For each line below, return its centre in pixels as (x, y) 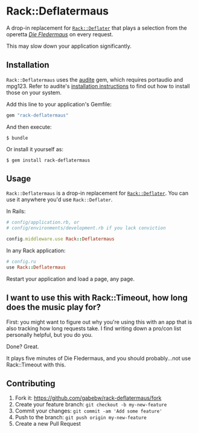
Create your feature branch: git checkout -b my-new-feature (91, 405)
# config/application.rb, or (43, 223)
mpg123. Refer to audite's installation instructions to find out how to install (98, 86)
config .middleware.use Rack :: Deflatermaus (60, 239)
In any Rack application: (36, 251)
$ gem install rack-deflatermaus (48, 160)
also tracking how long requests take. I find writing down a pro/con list (94, 328)
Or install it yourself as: (35, 149)
